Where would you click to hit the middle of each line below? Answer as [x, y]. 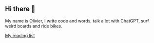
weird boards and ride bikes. [34, 26]
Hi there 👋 [20, 9]
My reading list [20, 35]
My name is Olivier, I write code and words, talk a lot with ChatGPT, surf [77, 21]
